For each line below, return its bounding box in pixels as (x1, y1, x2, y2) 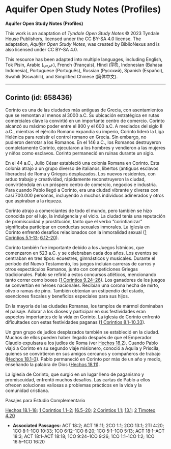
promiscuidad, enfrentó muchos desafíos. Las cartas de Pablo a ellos (5, 376, 151, 382)
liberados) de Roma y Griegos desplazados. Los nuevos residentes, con (5, 170, 156, 176)
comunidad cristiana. (5, 387, 49, 394)
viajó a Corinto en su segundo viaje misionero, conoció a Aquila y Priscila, (5, 345, 160, 351)
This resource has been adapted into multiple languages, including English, (5, 56, 163, 62)
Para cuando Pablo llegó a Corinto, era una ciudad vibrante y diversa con (5, 187, 159, 193)
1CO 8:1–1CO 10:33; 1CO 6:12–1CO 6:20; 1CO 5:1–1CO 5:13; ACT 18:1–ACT (12, 428, 165, 434)
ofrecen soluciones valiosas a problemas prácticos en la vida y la (5, 382, 142, 388)
